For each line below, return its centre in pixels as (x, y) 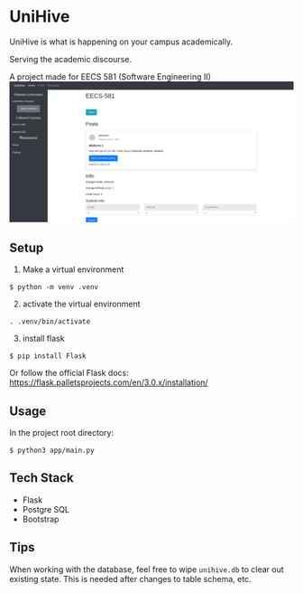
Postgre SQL (46, 509)
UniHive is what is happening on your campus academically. (121, 42)
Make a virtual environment (73, 269)
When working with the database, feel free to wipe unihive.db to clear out (147, 569)
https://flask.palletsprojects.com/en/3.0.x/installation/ (109, 382)
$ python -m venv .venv (54, 287)
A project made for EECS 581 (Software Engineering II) (110, 76)
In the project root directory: (62, 433)
